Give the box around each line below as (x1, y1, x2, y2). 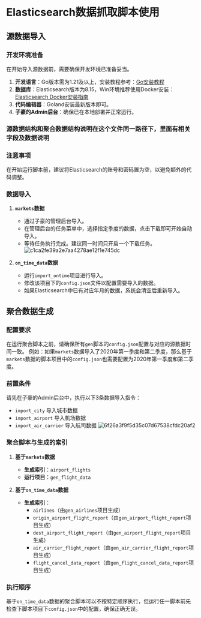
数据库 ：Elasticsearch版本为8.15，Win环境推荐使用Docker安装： (14, 85, 175, 93)
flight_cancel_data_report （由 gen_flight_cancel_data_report (32, 559, 189, 566)
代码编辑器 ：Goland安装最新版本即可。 (14, 100, 112, 108)
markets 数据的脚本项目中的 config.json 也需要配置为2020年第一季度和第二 (6, 355, 189, 363)
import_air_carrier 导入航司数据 (14, 422, 97, 429)
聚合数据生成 (6, 306, 54, 316)
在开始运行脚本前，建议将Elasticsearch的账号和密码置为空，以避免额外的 (6, 166, 187, 173)
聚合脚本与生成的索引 (6, 439, 68, 447)
